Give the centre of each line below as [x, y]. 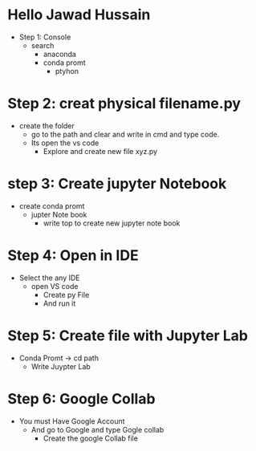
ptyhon [67, 71]
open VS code [55, 286]
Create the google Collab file [90, 438]
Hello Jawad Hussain [79, 15]
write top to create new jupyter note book [112, 223]
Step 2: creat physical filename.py [124, 104]
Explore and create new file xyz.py [100, 151]
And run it [59, 303]
